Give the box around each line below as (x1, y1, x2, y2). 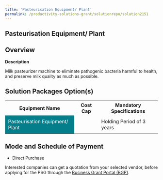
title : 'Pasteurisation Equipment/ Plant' (5, 7, 92, 12)
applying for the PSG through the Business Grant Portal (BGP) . (5, 170, 130, 176)
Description (5, 59, 30, 64)
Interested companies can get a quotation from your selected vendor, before (5, 165, 158, 170)
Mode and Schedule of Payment (5, 142, 104, 150)
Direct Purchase (12, 155, 45, 161)
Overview (5, 46, 35, 54)
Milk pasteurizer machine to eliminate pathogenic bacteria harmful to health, (5, 68, 158, 74)
